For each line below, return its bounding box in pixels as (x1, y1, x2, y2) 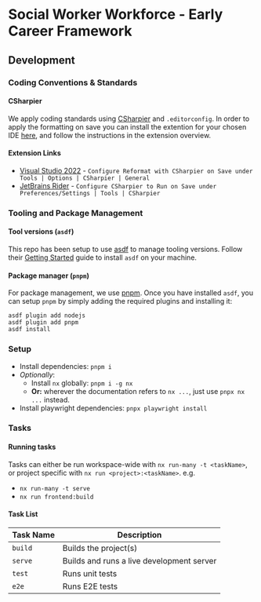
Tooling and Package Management (8, 207, 143, 218)
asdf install (8, 326, 51, 334)
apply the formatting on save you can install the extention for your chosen (8, 122, 247, 131)
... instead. (31, 395, 71, 404)
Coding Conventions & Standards (8, 77, 138, 88)
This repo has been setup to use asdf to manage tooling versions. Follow (8, 245, 243, 254)
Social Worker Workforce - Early (8, 5, 223, 24)
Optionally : (19, 370, 56, 379)
